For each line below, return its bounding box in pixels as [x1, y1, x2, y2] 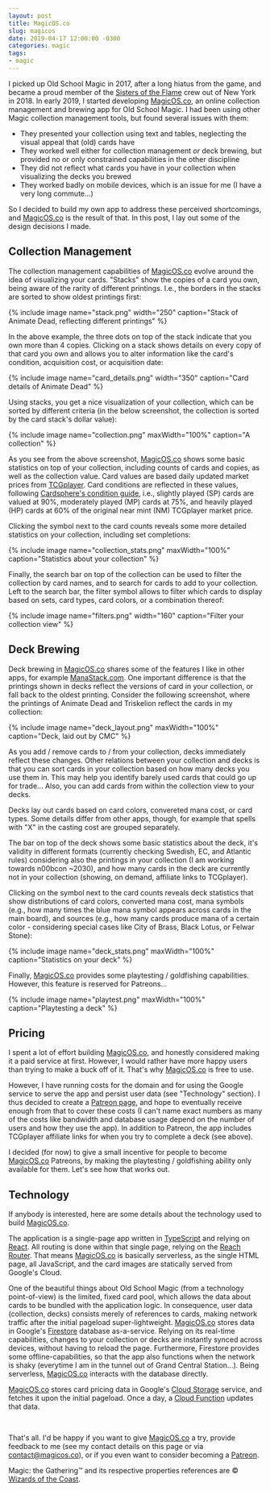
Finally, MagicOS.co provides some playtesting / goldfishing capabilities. [8, 970, 250, 980]
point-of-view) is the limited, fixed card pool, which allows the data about [8, 1292, 251, 1302]
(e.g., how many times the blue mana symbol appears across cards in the [8, 904, 251, 915]
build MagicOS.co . [8, 1218, 70, 1227]
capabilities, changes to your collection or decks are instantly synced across [8, 1335, 263, 1344]
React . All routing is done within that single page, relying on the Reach [8, 1242, 241, 1252]
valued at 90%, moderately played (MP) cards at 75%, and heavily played [8, 496, 253, 506]
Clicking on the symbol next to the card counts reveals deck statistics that [8, 887, 254, 897]
